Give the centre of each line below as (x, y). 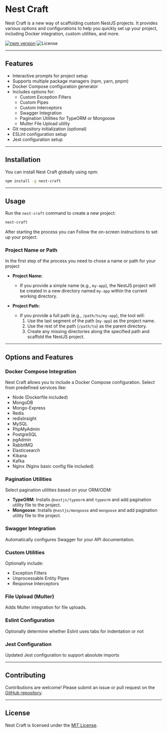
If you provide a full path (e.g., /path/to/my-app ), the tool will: (82, 316)
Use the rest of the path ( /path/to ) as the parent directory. (87, 326)
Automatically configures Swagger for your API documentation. (70, 539)
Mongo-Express (29, 408)
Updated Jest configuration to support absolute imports (62, 655)
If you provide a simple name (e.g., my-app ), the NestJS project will (87, 286)
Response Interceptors (36, 583)
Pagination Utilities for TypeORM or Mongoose (67, 118)
